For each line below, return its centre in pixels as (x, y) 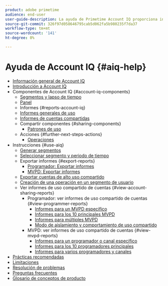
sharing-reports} (37, 193)
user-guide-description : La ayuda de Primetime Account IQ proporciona (81, 19)
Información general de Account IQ (48, 81)
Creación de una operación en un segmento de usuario (77, 182)
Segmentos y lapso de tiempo (50, 97)
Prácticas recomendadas (38, 257)
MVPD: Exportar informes (54, 172)
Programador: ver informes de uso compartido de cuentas (87, 198)
